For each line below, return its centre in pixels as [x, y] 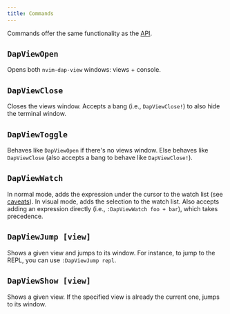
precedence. [25, 216]
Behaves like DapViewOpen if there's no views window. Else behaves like [108, 150]
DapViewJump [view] [49, 237]
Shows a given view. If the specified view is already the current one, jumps [113, 297]
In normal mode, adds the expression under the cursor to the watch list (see [115, 194]
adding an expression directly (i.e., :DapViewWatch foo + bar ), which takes [113, 208]
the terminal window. [37, 114]
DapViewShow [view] [49, 281]
